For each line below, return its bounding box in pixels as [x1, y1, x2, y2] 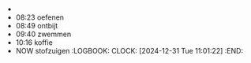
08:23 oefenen [15, 13, 65, 22]
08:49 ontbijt [15, 21, 58, 30]
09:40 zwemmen [15, 29, 72, 39]
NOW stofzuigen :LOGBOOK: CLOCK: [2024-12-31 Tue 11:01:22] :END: [15, 46, 243, 55]
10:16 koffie [15, 38, 53, 47]
